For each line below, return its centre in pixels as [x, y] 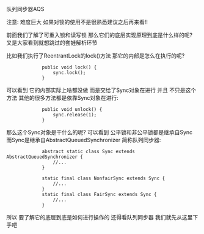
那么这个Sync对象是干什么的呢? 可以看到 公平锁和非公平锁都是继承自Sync [100, 132]
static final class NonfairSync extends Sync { [104, 178]
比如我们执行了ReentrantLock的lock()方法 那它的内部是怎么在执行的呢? [96, 56]
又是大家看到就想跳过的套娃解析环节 [52, 43]
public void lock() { [69, 67]
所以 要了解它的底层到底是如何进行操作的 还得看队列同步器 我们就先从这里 [100, 217]
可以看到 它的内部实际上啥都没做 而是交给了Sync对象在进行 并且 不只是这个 [101, 90]
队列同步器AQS [25, 9]
